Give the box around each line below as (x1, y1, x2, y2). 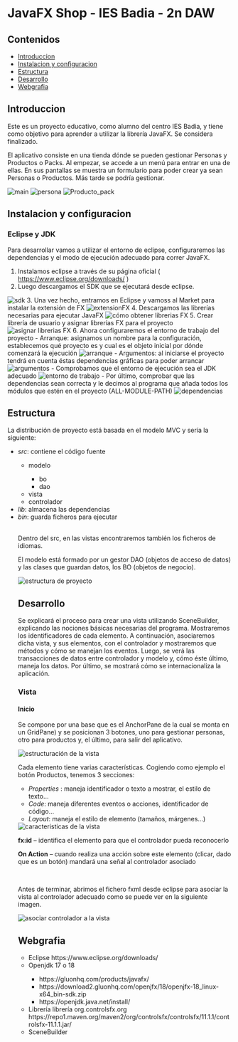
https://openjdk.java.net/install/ (38, 998, 131, 1006)
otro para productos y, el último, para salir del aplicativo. (17, 735, 183, 744)
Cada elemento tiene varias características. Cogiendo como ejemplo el (17, 763, 225, 772)
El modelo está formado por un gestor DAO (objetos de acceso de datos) (17, 555, 232, 564)
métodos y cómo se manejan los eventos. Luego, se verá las (17, 646, 195, 656)
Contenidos (7, 33, 60, 46)
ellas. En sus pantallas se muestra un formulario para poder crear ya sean (7, 166, 223, 174)
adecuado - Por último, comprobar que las (7, 372, 195, 380)
